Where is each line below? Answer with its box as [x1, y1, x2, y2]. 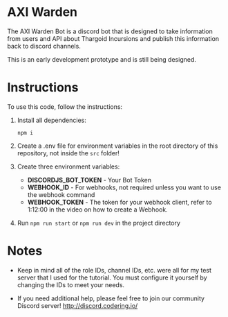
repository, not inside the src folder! [17, 148, 120, 157]
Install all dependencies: [17, 116, 86, 124]
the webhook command [27, 190, 95, 198]
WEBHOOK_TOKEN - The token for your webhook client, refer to [27, 198, 212, 206]
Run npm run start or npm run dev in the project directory [17, 219, 181, 227]
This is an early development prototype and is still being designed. [7, 55, 197, 63]
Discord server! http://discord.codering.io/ [17, 301, 138, 309]
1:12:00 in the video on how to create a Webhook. [27, 205, 168, 214]
